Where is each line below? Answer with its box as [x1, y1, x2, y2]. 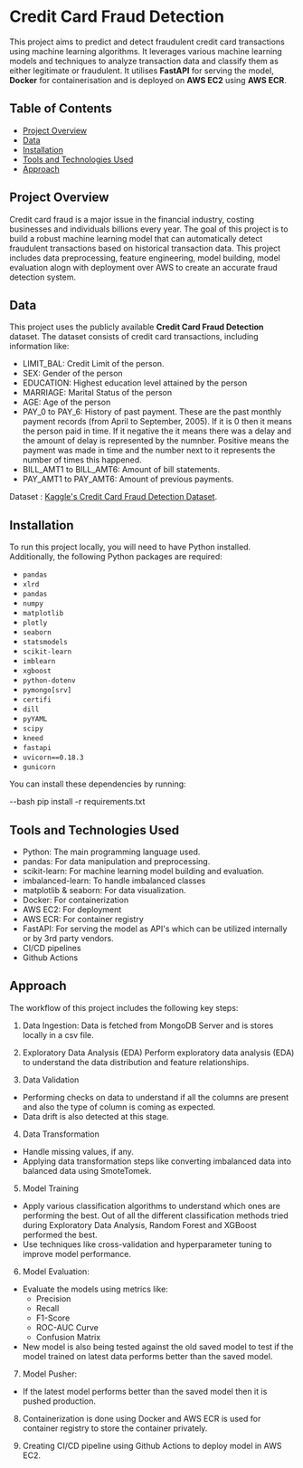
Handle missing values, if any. [22, 1146, 134, 1157]
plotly [22, 618, 48, 628]
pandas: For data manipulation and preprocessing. [22, 856, 211, 866]
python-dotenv [22, 676, 76, 685]
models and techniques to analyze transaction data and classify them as [9, 55, 279, 66]
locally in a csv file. [22, 1029, 94, 1040]
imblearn [22, 657, 56, 666]
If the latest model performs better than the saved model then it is [22, 1386, 268, 1397]
